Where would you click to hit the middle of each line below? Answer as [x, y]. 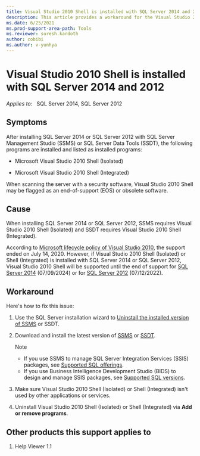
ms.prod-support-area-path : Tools [49, 28]
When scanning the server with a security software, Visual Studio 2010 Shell [100, 184]
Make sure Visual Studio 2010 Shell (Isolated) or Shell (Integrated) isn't [101, 389]
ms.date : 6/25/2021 [30, 23]
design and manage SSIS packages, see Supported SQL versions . [104, 378]
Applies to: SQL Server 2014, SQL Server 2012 [64, 103]
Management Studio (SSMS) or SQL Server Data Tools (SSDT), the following [99, 143]
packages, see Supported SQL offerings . [74, 365]
